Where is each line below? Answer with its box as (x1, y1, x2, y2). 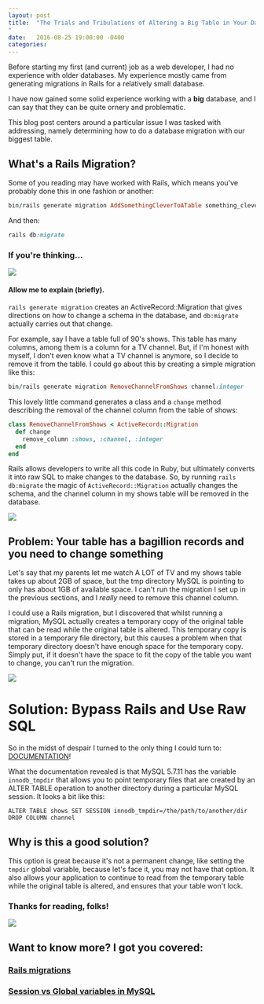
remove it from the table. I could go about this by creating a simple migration (8, 359, 255, 369)
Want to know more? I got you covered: (8, 940, 204, 955)
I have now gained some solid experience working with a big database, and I (8, 94, 256, 104)
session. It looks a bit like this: (8, 792, 105, 801)
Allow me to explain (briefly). (8, 284, 104, 295)
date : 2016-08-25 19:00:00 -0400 (8, 33, 125, 42)
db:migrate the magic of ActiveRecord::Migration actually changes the (8, 481, 238, 490)
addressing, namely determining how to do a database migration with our (8, 126, 245, 136)
